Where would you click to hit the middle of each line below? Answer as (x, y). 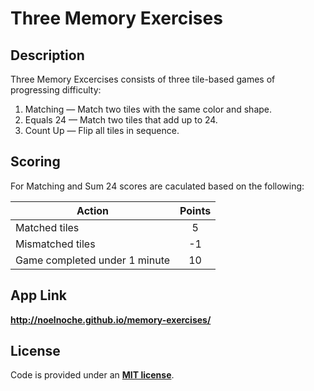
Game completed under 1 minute (93, 260)
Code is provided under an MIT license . (92, 375)
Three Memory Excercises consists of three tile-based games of (143, 79)
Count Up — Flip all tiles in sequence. (102, 130)
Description (47, 55)
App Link (38, 295)
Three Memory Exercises (116, 18)
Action (93, 210)
